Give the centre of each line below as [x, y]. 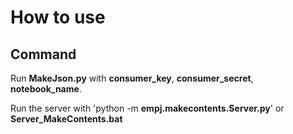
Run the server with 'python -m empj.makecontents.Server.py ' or [147, 108]
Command [43, 54]
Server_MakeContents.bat [66, 119]
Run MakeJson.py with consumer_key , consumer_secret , [132, 78]
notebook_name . [46, 89]
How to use [58, 17]
